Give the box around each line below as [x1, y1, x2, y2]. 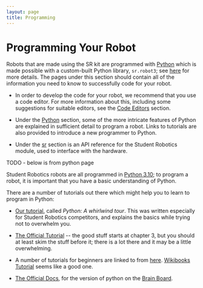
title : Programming [6, 15, 56, 21]
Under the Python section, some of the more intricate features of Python [15, 116, 196, 124]
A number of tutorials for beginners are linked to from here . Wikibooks [15, 256, 191, 264]
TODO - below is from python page [6, 159, 94, 167]
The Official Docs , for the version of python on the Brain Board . [15, 275, 173, 282]
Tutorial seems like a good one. [15, 263, 94, 270]
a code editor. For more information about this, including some [15, 98, 171, 105]
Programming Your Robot [6, 41, 136, 55]
